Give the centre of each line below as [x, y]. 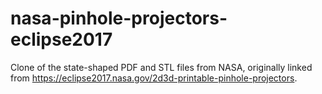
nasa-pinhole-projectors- [119, 18]
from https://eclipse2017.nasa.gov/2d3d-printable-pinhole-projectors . [154, 78]
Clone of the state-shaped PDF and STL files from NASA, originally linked [161, 67]
